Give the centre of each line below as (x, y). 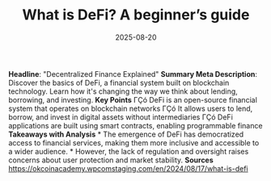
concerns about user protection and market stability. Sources (111, 160)
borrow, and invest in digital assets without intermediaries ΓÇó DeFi (121, 117)
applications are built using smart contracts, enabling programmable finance (135, 125)
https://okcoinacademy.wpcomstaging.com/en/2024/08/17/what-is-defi (128, 168)
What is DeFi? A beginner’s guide (136, 15)
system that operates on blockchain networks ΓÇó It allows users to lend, (131, 108)
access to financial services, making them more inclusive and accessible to (134, 142)
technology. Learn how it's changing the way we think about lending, (123, 91)
